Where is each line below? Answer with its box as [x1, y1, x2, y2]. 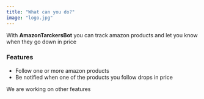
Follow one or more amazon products [15, 67, 110, 74]
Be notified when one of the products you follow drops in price [15, 73, 173, 81]
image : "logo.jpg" [6, 15, 53, 21]
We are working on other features [6, 85, 91, 92]
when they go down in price [6, 38, 77, 45]
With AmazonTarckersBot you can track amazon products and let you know [6, 31, 198, 38]
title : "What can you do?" [6, 9, 75, 15]
